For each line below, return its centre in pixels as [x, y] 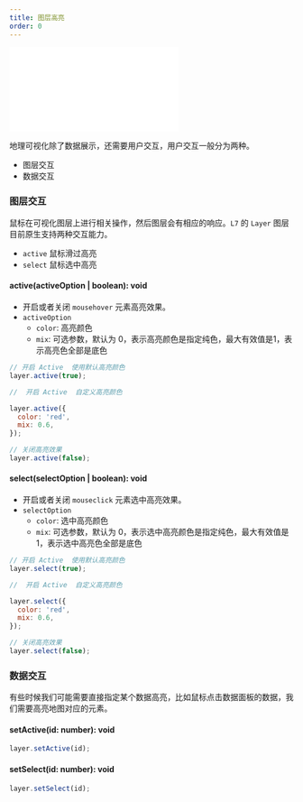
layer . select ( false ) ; [50, 651]
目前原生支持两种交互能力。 [61, 234]
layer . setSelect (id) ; [50, 788]
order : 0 [26, 26]
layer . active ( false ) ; [50, 458]
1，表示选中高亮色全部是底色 [89, 543]
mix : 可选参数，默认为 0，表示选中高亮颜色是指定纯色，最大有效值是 [162, 532]
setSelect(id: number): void [62, 769]
